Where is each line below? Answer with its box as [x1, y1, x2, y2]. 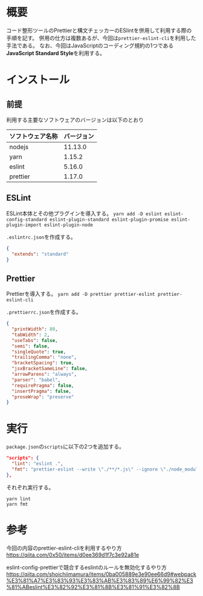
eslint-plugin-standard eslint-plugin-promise [49, 216, 169, 223]
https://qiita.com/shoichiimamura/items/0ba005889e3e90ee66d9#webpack [6, 571, 197, 578]
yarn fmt [6, 501, 28, 507]
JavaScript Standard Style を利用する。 [6, 49, 106, 56]
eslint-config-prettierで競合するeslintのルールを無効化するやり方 [6, 563, 167, 571]
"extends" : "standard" [11, 251, 69, 257]
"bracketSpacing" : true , [11, 360, 74, 366]
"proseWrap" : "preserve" [11, 393, 74, 400]
